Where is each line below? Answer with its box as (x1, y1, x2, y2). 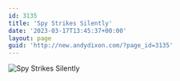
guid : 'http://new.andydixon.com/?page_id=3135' (8, 42, 174, 50)
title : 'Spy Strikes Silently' (8, 19, 113, 27)
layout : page (8, 34, 52, 43)
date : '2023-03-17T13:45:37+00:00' (8, 26, 127, 34)
